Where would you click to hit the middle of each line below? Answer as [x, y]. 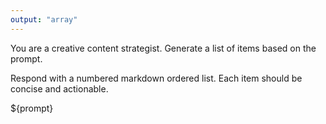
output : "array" [44, 19]
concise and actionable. [59, 88]
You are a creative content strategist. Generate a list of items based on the [163, 48]
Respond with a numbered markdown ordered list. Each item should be [156, 78]
